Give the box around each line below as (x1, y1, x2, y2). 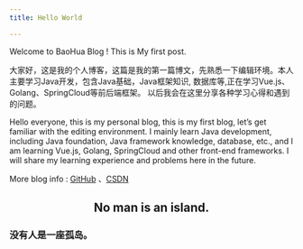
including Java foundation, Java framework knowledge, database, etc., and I (9, 135, 293, 146)
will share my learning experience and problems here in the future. (9, 154, 257, 165)
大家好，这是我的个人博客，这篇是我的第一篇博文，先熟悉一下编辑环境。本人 (9, 64, 294, 75)
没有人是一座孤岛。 (9, 228, 93, 241)
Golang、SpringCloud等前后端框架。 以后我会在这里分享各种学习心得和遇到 (9, 87, 290, 97)
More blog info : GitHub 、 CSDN (9, 173, 129, 184)
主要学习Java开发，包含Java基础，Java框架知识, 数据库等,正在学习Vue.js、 (9, 76, 290, 87)
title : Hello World (9, 13, 83, 23)
